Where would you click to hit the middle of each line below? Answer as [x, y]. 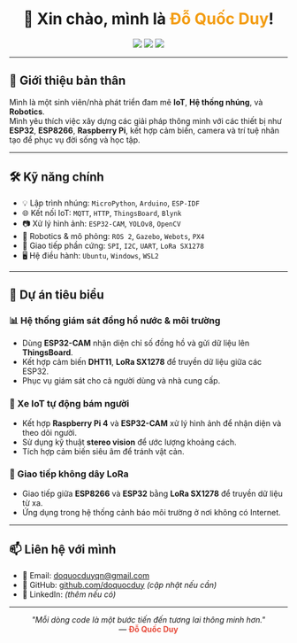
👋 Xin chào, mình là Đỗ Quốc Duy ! [148, 19]
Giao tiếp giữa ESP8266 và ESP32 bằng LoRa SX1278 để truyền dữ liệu [152, 493]
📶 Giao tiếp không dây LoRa [69, 474]
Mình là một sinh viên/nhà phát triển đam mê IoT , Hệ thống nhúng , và [136, 102]
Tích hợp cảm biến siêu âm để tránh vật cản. [103, 451]
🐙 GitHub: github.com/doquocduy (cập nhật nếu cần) [119, 585]
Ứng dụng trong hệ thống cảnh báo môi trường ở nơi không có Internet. [151, 512]
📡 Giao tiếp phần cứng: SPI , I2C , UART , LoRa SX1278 [113, 245]
